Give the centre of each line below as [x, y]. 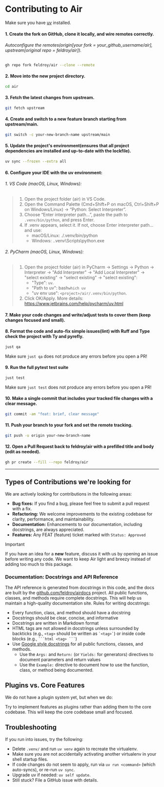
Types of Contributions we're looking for [68, 482]
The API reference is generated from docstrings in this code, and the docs [80, 588]
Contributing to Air [44, 9]
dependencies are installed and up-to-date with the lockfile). [68, 151]
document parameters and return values [60, 660]
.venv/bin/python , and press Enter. [59, 220]
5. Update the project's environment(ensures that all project [67, 146]
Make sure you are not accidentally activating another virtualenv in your [84, 754]
